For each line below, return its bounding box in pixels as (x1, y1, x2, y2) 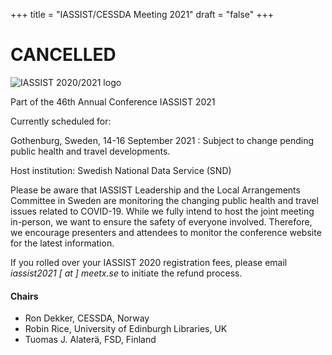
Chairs (10, 290, 39, 302)
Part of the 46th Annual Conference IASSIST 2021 (10, 95, 216, 108)
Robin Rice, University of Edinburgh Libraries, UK (24, 323, 228, 335)
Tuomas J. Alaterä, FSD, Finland (24, 334, 157, 346)
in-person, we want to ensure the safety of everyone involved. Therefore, (10, 215, 313, 228)
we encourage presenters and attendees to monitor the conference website (10, 226, 322, 238)
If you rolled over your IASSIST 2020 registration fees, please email (10, 256, 288, 268)
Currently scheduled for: (10, 115, 112, 127)
